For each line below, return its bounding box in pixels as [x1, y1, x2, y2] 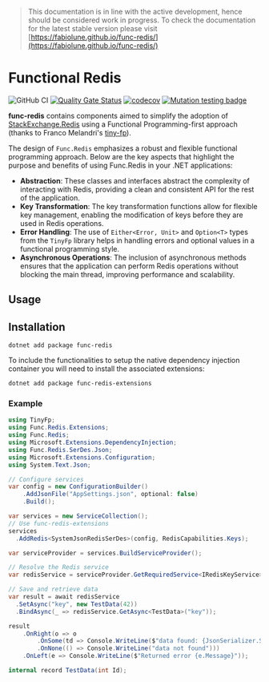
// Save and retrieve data [8, 585, 98, 594]
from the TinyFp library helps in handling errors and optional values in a [19, 236, 255, 245]
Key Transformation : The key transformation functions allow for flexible [19, 201, 258, 211]
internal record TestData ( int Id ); [8, 667, 127, 675]
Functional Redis [8, 69, 122, 87]
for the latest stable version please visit [27, 24, 158, 33]
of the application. [19, 192, 80, 203]
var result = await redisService [8, 593, 120, 601]
